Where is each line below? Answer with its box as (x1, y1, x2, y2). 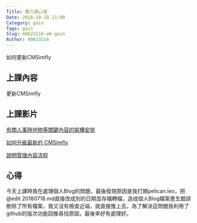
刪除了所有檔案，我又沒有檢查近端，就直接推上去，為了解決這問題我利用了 (6, 203, 189, 210)
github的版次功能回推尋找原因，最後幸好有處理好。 (6, 210, 132, 217)
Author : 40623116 (6, 36, 50, 42)
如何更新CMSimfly (6, 54, 52, 60)
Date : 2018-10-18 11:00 (6, 14, 66, 20)
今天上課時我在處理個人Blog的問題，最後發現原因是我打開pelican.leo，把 (6, 188, 186, 195)
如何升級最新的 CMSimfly (6, 139, 69, 146)
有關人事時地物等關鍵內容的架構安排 (6, 126, 96, 133)
